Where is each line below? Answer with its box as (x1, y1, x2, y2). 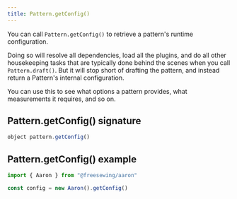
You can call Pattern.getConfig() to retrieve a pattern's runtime (7, 30, 193, 38)
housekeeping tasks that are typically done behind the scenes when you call (7, 58, 231, 67)
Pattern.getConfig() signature (7, 115, 141, 127)
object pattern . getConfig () (7, 133, 91, 141)
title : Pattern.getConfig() (7, 10, 91, 18)
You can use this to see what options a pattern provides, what (7, 87, 187, 95)
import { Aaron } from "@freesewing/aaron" (7, 172, 138, 179)
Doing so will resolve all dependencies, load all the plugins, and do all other (7, 51, 226, 59)
